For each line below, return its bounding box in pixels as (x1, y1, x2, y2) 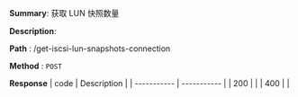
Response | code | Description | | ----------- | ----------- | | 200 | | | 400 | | (9, 78, 290, 88)
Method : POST (9, 61, 63, 71)
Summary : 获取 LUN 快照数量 (9, 8, 120, 18)
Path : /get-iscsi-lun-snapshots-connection (9, 43, 171, 54)
